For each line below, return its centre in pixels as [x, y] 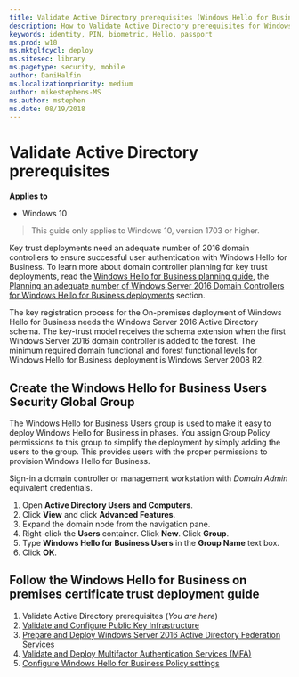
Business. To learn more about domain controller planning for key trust [138, 267]
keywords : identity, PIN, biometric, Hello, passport [111, 34]
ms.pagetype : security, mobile [67, 68]
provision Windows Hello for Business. [80, 461]
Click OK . [40, 552]
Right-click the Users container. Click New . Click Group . [125, 534]
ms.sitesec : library [48, 59]
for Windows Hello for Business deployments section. [108, 296]
